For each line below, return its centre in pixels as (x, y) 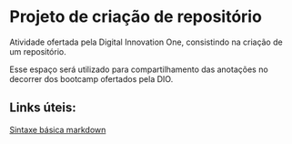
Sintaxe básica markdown (58, 129)
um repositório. (38, 51)
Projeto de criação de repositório (136, 17)
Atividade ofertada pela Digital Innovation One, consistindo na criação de (146, 42)
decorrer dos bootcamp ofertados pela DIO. (91, 78)
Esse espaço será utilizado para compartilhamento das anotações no (139, 69)
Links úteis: (43, 108)
